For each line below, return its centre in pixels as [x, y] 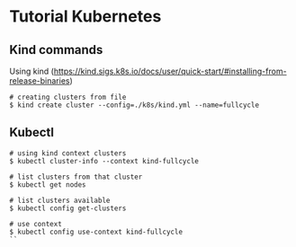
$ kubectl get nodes [48, 185]
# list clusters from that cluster [76, 177]
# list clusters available [60, 200]
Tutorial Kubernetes [85, 17]
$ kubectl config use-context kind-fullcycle [96, 232]
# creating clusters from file [68, 97]
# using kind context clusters [68, 153]
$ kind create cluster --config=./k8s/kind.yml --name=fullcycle [134, 105]
